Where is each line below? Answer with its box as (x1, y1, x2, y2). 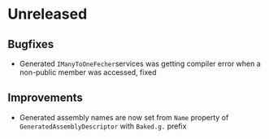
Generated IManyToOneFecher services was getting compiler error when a (19, 59, 261, 68)
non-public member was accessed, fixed (19, 67, 157, 77)
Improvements (7, 91, 83, 105)
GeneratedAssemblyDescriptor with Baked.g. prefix (19, 121, 187, 131)
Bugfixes (7, 37, 54, 51)
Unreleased (7, 5, 88, 24)
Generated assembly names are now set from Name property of (19, 112, 229, 122)
